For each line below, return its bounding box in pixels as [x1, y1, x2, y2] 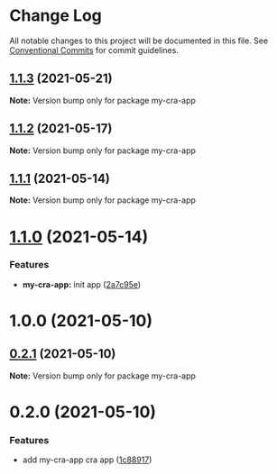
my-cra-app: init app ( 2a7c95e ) [22, 278, 142, 289]
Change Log [9, 5, 102, 26]
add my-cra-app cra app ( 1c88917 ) [22, 454, 152, 465]
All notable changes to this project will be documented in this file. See [9, 35, 269, 46]
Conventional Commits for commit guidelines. [9, 44, 179, 55]
